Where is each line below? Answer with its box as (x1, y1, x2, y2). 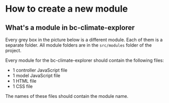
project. (5, 48, 22, 53)
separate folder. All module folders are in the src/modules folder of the (5, 42, 152, 48)
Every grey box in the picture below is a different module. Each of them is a (5, 37, 163, 43)
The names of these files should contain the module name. (5, 93, 129, 99)
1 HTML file (12, 78, 37, 84)
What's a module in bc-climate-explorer (5, 23, 135, 32)
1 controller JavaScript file (12, 67, 68, 73)
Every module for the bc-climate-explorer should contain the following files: (5, 57, 164, 63)
